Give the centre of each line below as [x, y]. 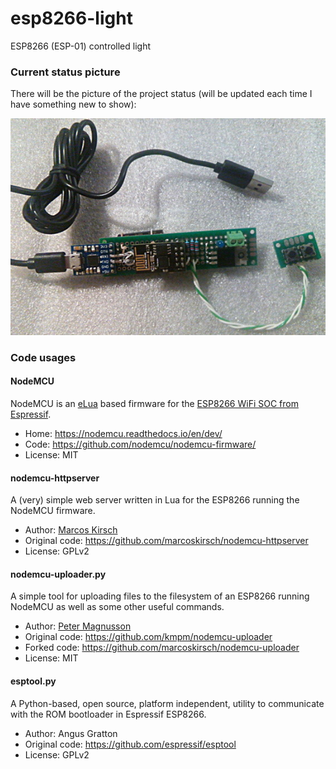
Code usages [43, 357]
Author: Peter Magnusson [78, 626]
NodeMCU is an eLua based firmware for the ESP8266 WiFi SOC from [154, 403]
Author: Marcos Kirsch [71, 530]
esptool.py [33, 681]
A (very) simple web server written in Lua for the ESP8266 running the [155, 500]
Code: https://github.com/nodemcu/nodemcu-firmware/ [140, 444]
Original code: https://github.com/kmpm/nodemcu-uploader [148, 637]
